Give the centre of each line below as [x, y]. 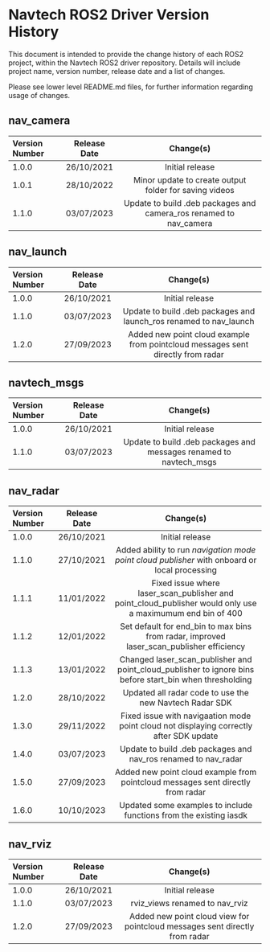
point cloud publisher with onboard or [186, 560]
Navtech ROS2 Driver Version [109, 15]
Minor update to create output [190, 180]
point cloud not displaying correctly [186, 726]
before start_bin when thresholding [186, 679]
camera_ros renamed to [190, 213]
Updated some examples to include [186, 806]
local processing [186, 570]
